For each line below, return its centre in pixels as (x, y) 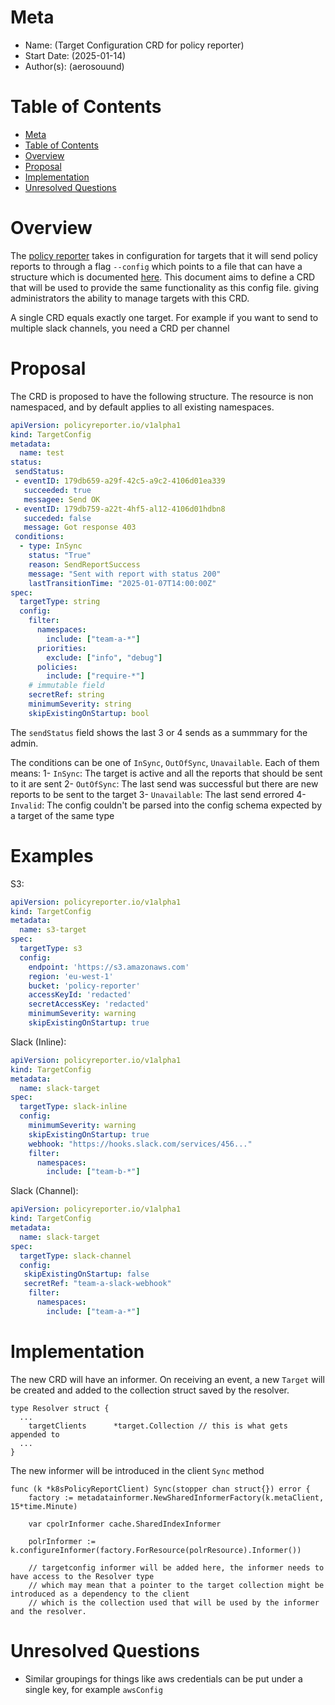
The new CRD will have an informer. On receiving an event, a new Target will (167, 1379)
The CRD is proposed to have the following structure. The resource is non (162, 396)
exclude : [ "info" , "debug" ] (104, 657)
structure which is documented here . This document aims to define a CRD (163, 277)
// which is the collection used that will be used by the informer (174, 1602)
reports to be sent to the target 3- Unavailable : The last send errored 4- (158, 794)
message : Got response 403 (80, 527)
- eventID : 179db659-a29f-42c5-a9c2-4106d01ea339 (120, 481)
